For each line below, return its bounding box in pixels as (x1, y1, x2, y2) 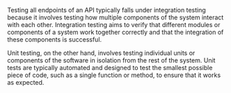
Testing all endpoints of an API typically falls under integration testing (7, 6, 207, 14)
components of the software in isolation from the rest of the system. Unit (7, 56, 216, 65)
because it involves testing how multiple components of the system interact (7, 13, 224, 22)
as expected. (7, 78, 45, 86)
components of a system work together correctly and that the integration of (7, 28, 224, 36)
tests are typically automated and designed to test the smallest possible (7, 64, 213, 71)
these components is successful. (7, 35, 102, 44)
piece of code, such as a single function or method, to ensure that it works (7, 71, 221, 79)
